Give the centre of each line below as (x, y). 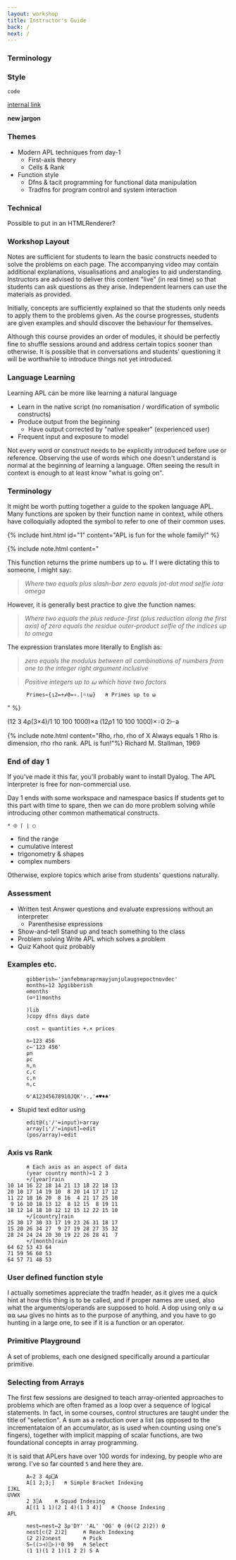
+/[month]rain (47, 1241)
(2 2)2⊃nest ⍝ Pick (64, 1539)
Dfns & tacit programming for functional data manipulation (112, 182)
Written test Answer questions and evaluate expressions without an (115, 909)
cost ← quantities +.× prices (70, 1028)
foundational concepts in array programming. (73, 1443)
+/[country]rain (50, 1217)
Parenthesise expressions (66, 924)
